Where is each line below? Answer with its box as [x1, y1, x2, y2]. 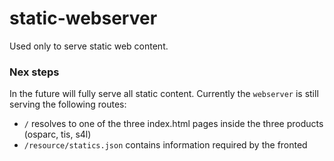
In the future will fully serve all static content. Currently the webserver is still [9, 88, 319, 100]
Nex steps [9, 65, 60, 79]
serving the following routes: [9, 98, 127, 111]
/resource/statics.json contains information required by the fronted [23, 139, 308, 151]
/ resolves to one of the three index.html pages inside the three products [23, 118, 324, 130]
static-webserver [9, 7, 158, 30]
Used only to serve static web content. [9, 40, 169, 52]
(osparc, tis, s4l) [23, 128, 92, 141]
